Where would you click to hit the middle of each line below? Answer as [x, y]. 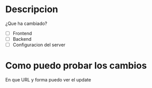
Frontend [22, 33]
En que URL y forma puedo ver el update [48, 80]
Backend [22, 39]
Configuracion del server [39, 45]
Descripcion [32, 9]
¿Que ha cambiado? [26, 23]
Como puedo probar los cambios [76, 66]
